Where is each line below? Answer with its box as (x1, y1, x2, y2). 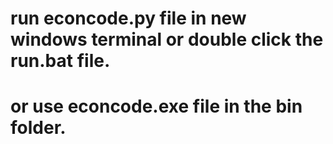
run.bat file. (10, 50, 111, 72)
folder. (10, 117, 67, 139)
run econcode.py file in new (10, 7, 247, 30)
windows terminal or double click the (10, 28, 324, 51)
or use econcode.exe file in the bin (10, 95, 303, 118)
